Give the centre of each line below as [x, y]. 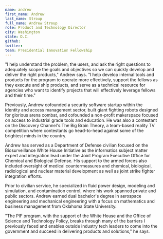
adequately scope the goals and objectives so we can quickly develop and [80, 69]
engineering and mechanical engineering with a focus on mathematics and [80, 201]
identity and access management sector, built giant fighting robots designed [81, 110]
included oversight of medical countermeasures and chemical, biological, [79, 165]
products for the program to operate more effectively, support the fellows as [81, 80]
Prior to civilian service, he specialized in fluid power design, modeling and [80, 185]
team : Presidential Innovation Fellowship [49, 50]
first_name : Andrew [25, 14]
